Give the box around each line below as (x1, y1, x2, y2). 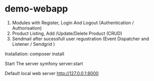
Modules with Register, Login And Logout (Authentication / (12, 20, 134, 26)
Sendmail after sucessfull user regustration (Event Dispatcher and (12, 36, 149, 42)
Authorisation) (12, 25, 42, 31)
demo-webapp (5, 3, 68, 15)
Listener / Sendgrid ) (12, 41, 55, 47)
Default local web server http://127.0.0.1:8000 (5, 70, 99, 76)
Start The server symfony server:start (5, 60, 83, 66)
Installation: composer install (5, 51, 64, 57)
